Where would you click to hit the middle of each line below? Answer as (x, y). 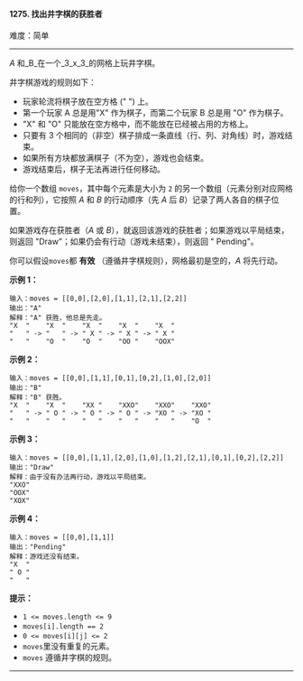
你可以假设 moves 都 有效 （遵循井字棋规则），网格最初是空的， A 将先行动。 (146, 261)
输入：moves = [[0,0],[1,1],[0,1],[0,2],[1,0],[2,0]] (110, 378)
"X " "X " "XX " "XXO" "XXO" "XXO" (110, 406)
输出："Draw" (32, 468)
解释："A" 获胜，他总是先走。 (58, 318)
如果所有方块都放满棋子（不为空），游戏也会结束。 (115, 158)
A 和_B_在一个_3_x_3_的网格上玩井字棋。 (85, 63)
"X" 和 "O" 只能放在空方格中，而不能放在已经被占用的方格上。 (138, 124)
